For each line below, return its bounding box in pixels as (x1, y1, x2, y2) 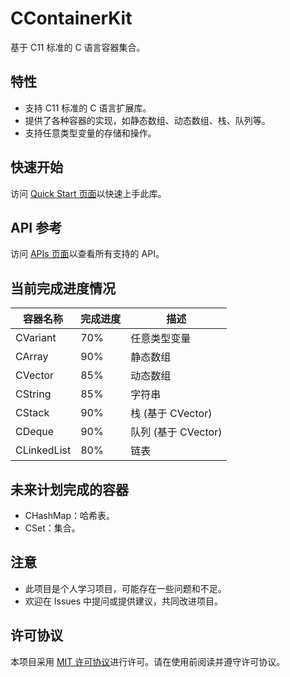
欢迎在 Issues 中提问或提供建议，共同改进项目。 (24, 595, 224, 607)
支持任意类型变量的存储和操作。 (24, 127, 157, 139)
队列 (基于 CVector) (130, 425, 223, 439)
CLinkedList (15, 443, 72, 457)
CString (15, 387, 52, 401)
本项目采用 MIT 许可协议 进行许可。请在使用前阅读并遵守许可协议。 (10, 655, 286, 667)
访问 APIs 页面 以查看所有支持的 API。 (10, 248, 165, 260)
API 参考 (10, 219, 63, 236)
